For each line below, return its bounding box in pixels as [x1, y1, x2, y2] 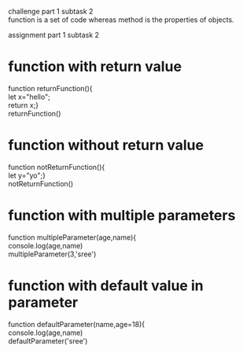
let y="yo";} [8, 171, 46, 180]
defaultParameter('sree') [8, 336, 88, 345]
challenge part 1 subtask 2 [8, 7, 94, 16]
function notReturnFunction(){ [8, 162, 105, 171]
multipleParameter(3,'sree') [8, 249, 97, 259]
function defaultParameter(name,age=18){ [8, 319, 145, 329]
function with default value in [8, 277, 204, 294]
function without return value [8, 137, 204, 154]
